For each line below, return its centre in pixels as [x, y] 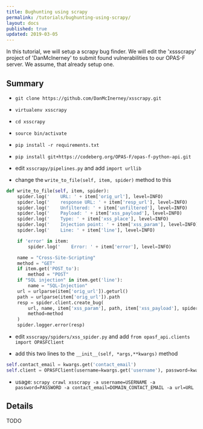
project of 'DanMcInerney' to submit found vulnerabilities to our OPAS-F [96, 58]
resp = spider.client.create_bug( [60, 303]
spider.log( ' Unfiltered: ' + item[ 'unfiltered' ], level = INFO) [102, 208]
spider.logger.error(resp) [51, 325]
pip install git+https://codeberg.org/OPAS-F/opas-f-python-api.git [103, 157]
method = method [46, 314]
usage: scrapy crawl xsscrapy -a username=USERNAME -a [85, 382]
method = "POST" [48, 275]
